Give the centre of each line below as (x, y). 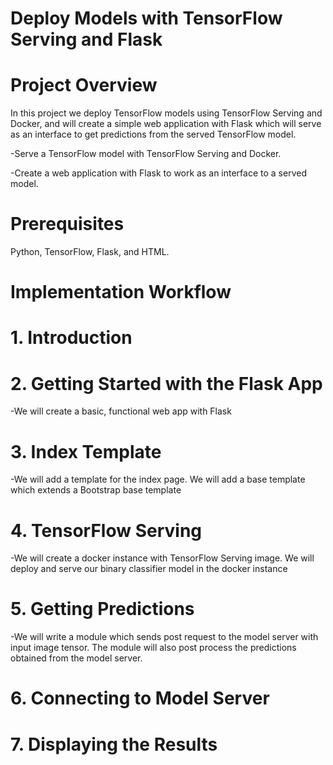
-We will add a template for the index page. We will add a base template (158, 479)
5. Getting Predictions (102, 609)
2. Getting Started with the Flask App (166, 383)
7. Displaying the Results (114, 744)
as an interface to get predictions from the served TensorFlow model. (153, 134)
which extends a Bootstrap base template (96, 490)
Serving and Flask (86, 39)
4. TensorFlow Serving (106, 530)
